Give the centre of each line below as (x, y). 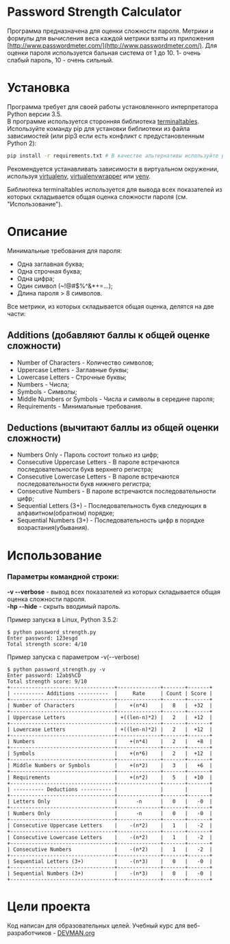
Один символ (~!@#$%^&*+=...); (65, 286)
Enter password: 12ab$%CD (44, 675)
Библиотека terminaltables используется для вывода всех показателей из (115, 189)
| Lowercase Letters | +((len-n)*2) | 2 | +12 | (110, 729)
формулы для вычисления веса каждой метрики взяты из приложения (111, 38)
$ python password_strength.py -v (56, 669)
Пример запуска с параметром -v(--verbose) (74, 657)
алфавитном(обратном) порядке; (66, 513)
